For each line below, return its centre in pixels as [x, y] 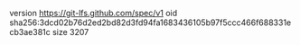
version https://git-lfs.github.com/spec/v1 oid [94, 13]
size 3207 [71, 32]
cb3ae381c [30, 32]
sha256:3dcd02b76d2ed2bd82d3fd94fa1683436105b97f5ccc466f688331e [150, 22]
